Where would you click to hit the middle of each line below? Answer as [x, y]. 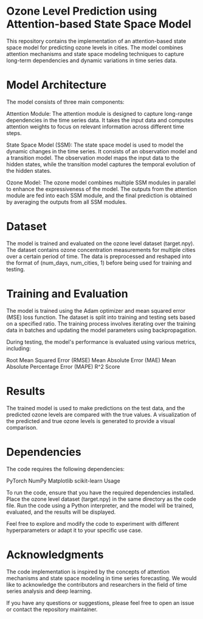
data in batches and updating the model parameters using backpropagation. [101, 330]
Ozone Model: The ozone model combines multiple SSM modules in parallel [101, 182]
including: [19, 348]
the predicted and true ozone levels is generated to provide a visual [91, 421]
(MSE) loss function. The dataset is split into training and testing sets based [101, 317]
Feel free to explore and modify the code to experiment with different [93, 523]
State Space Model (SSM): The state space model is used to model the [95, 145]
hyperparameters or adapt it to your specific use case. [74, 530]
